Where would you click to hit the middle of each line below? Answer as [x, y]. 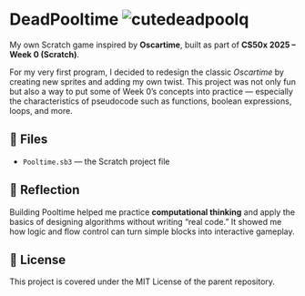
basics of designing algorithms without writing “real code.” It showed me [146, 221]
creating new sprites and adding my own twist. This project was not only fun [152, 81]
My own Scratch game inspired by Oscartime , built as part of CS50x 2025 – [152, 45]
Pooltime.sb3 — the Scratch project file [96, 161]
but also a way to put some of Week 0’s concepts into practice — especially [152, 91]
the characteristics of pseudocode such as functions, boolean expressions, [151, 101]
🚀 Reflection [45, 190]
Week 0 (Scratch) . [45, 54]
